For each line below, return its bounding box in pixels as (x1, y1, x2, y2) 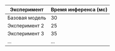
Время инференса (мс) (50, 6, 108, 13)
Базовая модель (7, 15, 46, 21)
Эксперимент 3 (7, 30, 45, 37)
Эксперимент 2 (7, 22, 45, 29)
